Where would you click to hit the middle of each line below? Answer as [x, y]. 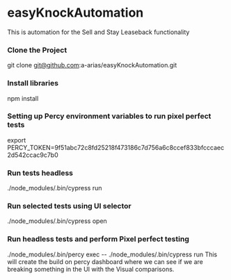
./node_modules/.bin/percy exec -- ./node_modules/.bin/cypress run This [112, 254]
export [17, 140]
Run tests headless [40, 173]
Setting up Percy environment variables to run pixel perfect [109, 116]
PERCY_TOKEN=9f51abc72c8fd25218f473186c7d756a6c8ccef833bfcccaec [116, 147]
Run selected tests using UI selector [69, 206]
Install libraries [33, 83]
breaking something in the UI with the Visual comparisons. [91, 269]
